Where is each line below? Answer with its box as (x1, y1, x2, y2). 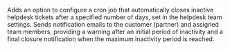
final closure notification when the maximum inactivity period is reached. (7, 35, 215, 43)
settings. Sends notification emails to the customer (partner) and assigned (7, 21, 220, 28)
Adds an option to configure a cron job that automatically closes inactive (7, 6, 214, 14)
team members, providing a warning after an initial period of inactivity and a (7, 27, 224, 36)
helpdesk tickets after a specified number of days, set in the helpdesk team (7, 13, 222, 21)
